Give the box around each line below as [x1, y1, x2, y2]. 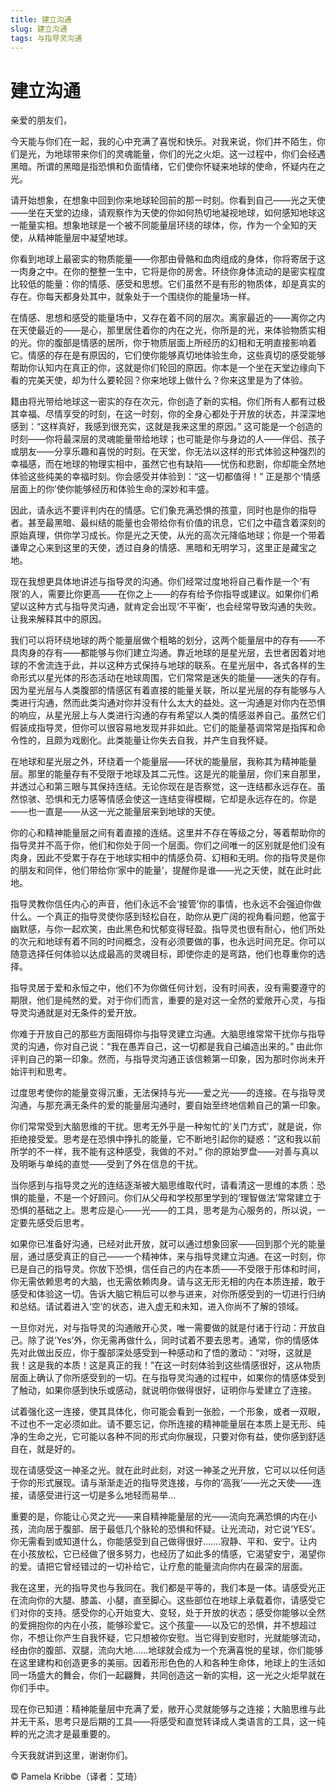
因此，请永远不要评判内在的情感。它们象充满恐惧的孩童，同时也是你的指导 [10, 504, 317, 516]
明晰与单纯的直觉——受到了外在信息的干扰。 [18, 1158, 203, 1170]
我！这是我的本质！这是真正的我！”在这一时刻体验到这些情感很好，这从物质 [10, 1359, 322, 1371]
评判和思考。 [18, 1066, 72, 1078]
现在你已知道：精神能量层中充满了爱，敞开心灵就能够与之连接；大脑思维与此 [10, 1703, 326, 1715]
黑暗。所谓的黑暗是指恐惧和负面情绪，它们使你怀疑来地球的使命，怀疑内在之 [10, 161, 326, 173]
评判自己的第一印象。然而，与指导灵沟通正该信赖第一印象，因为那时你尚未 [10, 1053, 317, 1065]
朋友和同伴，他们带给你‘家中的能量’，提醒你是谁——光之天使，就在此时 [18, 864, 313, 876]
